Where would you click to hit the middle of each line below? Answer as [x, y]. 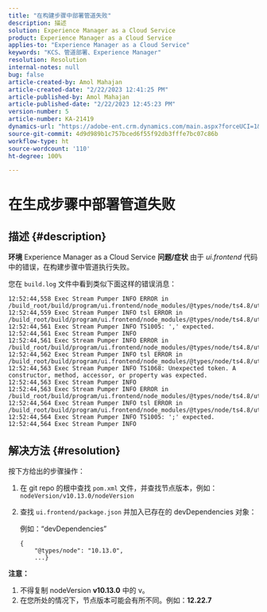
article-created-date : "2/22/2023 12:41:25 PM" [89, 89]
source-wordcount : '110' [49, 149]
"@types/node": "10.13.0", [79, 551]
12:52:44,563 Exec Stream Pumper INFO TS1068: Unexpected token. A [122, 369]
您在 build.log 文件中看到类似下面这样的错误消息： [93, 284]
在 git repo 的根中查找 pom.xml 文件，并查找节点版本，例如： [118, 488]
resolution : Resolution [48, 60]
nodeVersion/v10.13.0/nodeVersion [77, 496]
